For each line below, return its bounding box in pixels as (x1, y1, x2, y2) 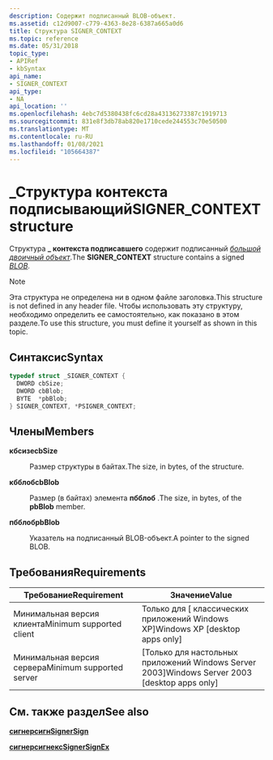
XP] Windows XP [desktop (141, 624, 241, 635)
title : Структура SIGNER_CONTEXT (9, 27, 122, 35)
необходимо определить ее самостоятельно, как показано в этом (9, 310, 240, 320)
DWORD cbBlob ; (16, 387, 64, 395)
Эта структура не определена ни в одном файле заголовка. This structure (9, 293, 262, 303)
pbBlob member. (29, 502, 86, 512)
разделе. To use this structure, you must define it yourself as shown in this (9, 318, 258, 328)
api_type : (9, 87, 43, 96)
